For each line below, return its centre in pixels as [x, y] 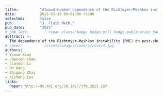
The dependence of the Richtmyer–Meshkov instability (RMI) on [74, 41]
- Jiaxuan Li [18, 64]
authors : [14, 50]
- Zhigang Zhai [20, 73]
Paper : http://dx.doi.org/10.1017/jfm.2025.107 [58, 86]
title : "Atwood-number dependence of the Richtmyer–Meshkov [77, 9]
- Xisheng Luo [19, 77]
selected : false [28, 18]
